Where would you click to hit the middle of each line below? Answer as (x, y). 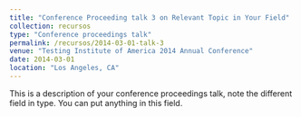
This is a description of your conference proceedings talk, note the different (151, 93)
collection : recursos (50, 26)
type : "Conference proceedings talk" (81, 34)
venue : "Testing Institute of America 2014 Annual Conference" (131, 51)
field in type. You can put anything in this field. (96, 103)
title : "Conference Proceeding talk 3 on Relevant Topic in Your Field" (150, 18)
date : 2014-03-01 (42, 59)
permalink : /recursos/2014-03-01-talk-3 (87, 43)
